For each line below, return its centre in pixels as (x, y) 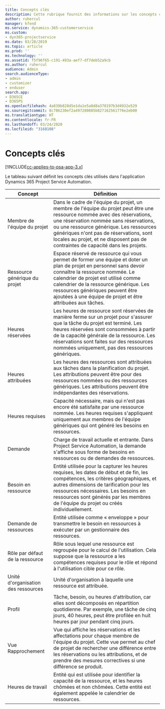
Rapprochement (26, 651)
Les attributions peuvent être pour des (97, 374)
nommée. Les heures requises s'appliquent (103, 413)
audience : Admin (22, 70)
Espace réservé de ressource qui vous (97, 254)
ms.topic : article (24, 46)
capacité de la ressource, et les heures (98, 681)
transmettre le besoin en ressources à (97, 523)
